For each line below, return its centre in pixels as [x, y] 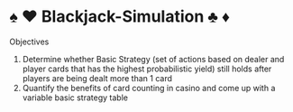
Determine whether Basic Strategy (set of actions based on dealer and [153, 59]
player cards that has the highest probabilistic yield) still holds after [147, 69]
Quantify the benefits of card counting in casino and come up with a [149, 88]
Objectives [29, 42]
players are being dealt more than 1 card [97, 78]
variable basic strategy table [75, 98]
